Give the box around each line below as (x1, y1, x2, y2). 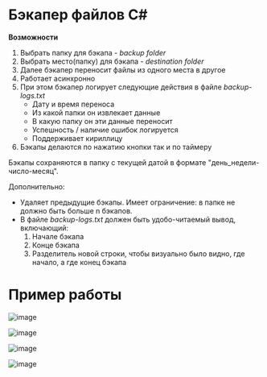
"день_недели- (207, 157, 260, 167)
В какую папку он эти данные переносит (31, 116, 173, 126)
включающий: (19, 223, 69, 233)
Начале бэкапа (31, 231, 84, 241)
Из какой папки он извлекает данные (31, 107, 161, 118)
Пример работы (8, 286, 122, 304)
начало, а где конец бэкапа (31, 257, 127, 267)
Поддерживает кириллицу (31, 133, 123, 143)
